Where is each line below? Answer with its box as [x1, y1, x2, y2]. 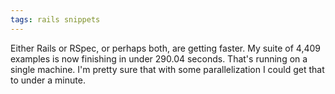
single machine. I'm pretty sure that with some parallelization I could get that [10, 63, 325, 75]
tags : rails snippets [10, 14, 101, 25]
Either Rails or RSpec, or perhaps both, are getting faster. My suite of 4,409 [10, 42, 321, 54]
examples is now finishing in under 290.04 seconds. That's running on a [10, 52, 308, 65]
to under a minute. [10, 74, 86, 86]
